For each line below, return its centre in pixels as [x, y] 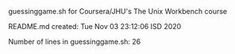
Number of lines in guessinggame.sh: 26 [75, 41]
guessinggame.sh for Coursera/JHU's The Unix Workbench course [118, 11]
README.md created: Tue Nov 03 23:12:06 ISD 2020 [95, 26]
